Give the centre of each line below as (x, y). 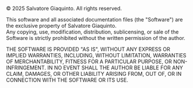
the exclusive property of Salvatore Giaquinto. (61, 26)
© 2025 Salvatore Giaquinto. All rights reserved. (64, 8)
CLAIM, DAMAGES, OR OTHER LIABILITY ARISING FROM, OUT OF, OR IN (94, 74)
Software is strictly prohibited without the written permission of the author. (96, 38)
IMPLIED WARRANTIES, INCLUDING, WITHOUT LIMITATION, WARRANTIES (96, 55)
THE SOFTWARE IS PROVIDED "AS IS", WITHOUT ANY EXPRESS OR (88, 49)
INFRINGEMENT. (26, 68)
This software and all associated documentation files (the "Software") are (94, 19)
